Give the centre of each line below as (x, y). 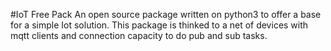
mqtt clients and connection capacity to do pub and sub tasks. (139, 35)
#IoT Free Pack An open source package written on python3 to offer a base (166, 14)
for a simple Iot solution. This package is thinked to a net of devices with (159, 25)
